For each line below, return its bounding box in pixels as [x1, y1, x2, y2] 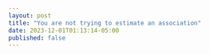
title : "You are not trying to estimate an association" [8, 19, 202, 27]
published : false [8, 33, 66, 42]
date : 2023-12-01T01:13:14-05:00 [8, 26, 120, 34]
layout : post [8, 11, 52, 20]
